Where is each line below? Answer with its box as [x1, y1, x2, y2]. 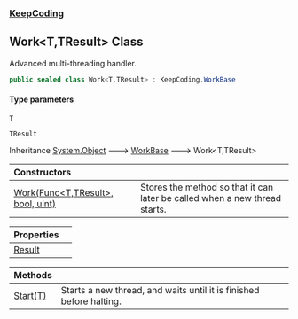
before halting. [60, 295, 122, 307]
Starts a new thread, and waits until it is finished [60, 284, 260, 296]
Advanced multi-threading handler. [9, 58, 137, 68]
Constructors [13, 166, 72, 178]
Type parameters [9, 94, 74, 105]
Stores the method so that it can [140, 181, 273, 193]
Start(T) [13, 289, 47, 301]
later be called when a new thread [140, 191, 282, 204]
